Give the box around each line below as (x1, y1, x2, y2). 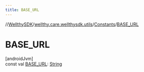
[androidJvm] (5, 55, 34, 61)
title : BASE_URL (5, 7, 39, 13)
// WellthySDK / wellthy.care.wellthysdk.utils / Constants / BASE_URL (5, 21, 139, 27)
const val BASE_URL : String (5, 61, 62, 67)
